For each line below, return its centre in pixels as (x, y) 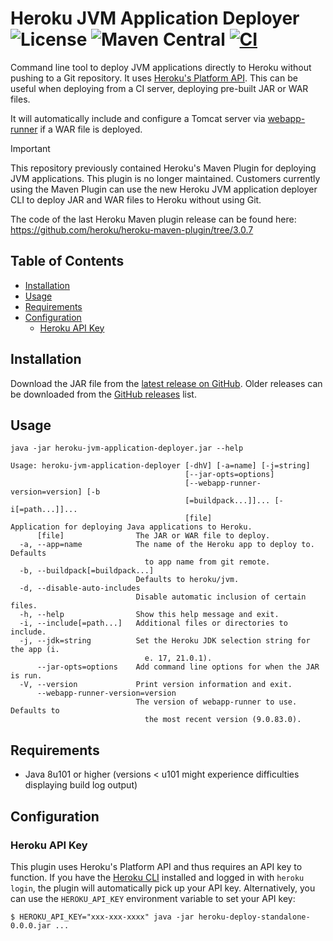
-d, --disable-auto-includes (80, 588)
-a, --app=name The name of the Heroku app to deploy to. (167, 545)
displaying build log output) (81, 785)
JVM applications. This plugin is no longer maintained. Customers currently (165, 178)
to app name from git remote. (207, 562)
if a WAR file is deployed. (91, 129)
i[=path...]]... (44, 510)
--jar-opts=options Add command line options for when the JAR (178, 667)
